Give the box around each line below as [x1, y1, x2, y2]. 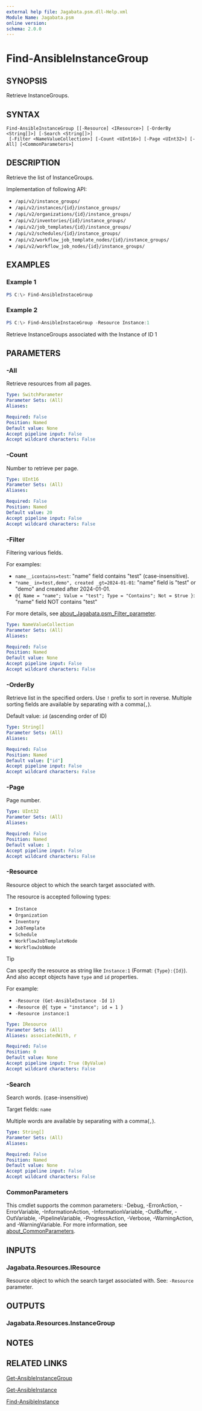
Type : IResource [6, 1021, 47, 1027]
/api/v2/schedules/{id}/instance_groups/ [14, 231, 121, 237]
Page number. [6, 797, 41, 804]
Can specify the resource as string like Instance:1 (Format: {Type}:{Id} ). [6, 966, 188, 974]
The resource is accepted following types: [6, 893, 111, 900]
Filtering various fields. [6, 549, 63, 556]
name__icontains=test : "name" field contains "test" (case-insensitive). [14, 572, 189, 580]
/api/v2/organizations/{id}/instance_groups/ [14, 211, 131, 217]
